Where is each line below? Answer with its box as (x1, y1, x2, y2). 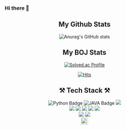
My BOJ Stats (62, 48, 107, 57)
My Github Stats (58, 20, 111, 29)
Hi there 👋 (5, 5, 30, 12)
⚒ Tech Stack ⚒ (59, 86, 110, 95)
